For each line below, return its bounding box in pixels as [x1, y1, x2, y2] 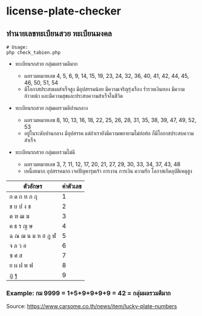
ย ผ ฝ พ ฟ [9, 261, 33, 269]
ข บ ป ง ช [9, 202, 31, 210]
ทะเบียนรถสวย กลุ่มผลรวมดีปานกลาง [15, 105, 88, 111]
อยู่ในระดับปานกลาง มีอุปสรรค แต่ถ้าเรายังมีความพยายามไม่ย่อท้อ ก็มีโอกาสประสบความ [24, 130, 194, 137]
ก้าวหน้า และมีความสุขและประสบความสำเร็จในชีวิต [24, 92, 123, 99]
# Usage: [6, 44, 28, 50]
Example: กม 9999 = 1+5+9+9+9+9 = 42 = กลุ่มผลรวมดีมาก [6, 289, 171, 297]
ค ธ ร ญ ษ [9, 222, 33, 230]
